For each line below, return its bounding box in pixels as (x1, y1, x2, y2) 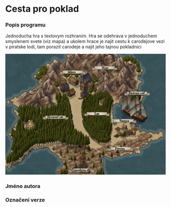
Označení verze (5, 196, 45, 203)
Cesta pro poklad (5, 3, 79, 15)
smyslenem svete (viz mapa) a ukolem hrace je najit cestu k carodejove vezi (5, 38, 165, 44)
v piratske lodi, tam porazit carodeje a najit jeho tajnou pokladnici (5, 44, 141, 50)
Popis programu (5, 21, 46, 29)
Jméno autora (5, 182, 41, 190)
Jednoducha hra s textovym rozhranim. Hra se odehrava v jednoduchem (5, 33, 158, 39)
